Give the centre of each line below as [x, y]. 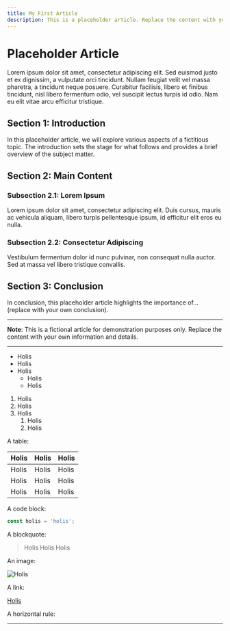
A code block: [27, 509]
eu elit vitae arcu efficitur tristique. [55, 102]
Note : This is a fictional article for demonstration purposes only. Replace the [115, 330]
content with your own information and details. [73, 337]
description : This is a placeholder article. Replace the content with [111, 20]
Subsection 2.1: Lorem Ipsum [56, 195]
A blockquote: [27, 534]
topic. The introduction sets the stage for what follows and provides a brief [112, 147]
